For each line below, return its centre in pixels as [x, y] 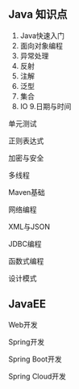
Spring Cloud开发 [37, 376]
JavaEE [27, 304]
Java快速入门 [42, 36]
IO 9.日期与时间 [46, 106]
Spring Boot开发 [35, 359]
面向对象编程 [41, 45]
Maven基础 [27, 192]
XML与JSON [29, 226]
